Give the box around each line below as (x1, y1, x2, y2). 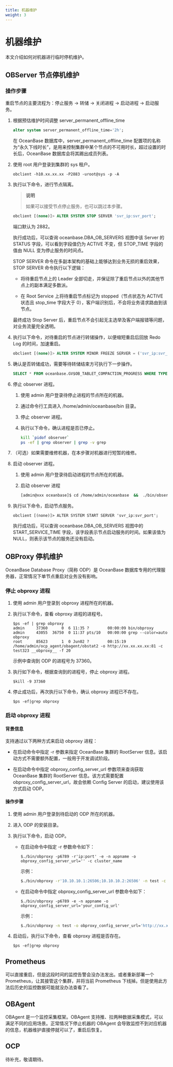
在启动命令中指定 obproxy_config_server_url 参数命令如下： (20, 888, 147, 895)
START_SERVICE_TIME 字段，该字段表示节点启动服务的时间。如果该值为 (12, 529, 166, 535)
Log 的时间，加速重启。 (12, 340, 63, 346)
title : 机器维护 (5, 7, 37, 13)
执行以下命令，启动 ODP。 (12, 832, 70, 839)
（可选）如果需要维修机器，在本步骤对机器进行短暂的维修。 (12, 450, 140, 456)
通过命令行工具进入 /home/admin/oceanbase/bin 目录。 (20, 403, 139, 409)
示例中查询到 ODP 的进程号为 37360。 (12, 658, 94, 664)
